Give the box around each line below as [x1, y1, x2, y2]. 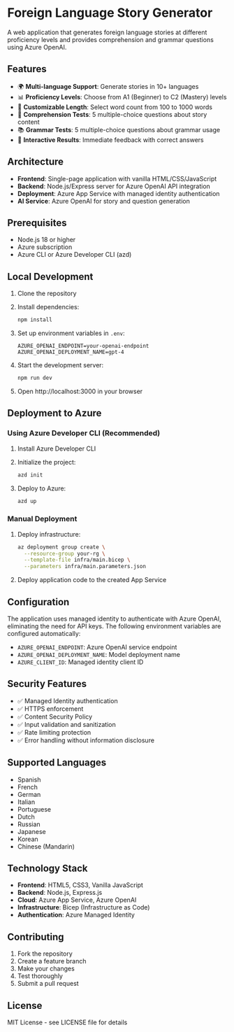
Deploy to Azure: [17, 484, 66, 493]
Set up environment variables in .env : [17, 329, 125, 337]
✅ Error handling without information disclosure [17, 736, 155, 744]
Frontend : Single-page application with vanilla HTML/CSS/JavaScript [17, 174, 217, 183]
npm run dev [17, 374, 52, 382]
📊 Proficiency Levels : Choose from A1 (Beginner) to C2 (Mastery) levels [17, 92, 227, 101]
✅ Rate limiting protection [17, 728, 92, 736]
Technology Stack [7, 863, 88, 874]
